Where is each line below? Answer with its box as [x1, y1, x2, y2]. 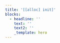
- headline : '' [9, 16, 41, 21]
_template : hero [14, 30, 48, 35]
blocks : [5, 12, 21, 17]
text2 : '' [14, 26, 34, 31]
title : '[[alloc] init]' [5, 7, 56, 12]
